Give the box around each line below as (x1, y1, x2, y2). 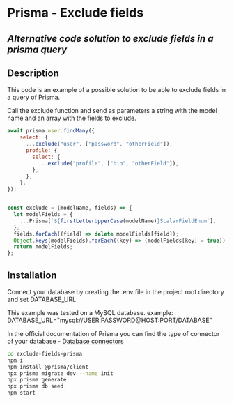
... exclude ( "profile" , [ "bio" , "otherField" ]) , (38, 160, 179, 167)
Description (7, 67, 59, 79)
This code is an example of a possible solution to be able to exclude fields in (7, 86, 226, 94)
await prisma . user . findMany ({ (7, 128, 95, 135)
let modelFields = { (13, 211, 73, 218)
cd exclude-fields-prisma (7, 350, 82, 357)
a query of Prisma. (7, 93, 61, 102)
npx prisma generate (7, 377, 68, 383)
